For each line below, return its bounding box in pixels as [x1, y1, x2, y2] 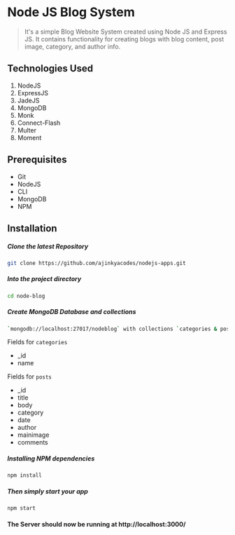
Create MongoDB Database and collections [7, 308, 136, 316]
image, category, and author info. [24, 42, 121, 50]
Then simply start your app [7, 487, 89, 495]
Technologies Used [7, 62, 93, 74]
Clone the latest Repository [7, 242, 89, 250]
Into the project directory [7, 275, 82, 283]
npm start [7, 505, 36, 512]
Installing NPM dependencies [7, 454, 95, 463]
